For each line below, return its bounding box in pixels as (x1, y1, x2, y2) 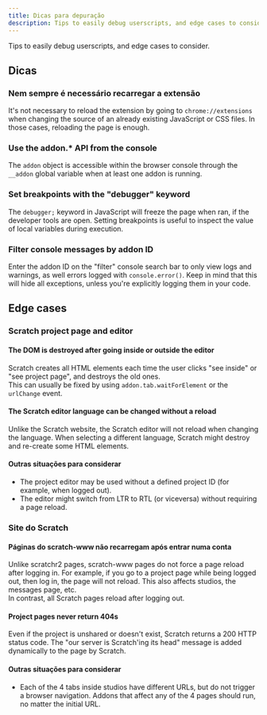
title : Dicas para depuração (8, 11, 105, 20)
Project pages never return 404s (8, 612, 119, 621)
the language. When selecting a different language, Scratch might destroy (8, 433, 250, 442)
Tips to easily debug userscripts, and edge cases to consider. (8, 41, 211, 50)
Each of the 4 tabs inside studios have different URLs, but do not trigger (19, 682, 256, 692)
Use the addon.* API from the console (8, 142, 157, 153)
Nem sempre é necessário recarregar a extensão (8, 87, 201, 99)
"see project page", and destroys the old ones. (8, 371, 161, 381)
